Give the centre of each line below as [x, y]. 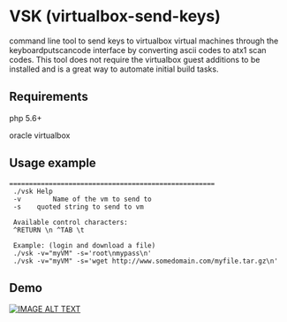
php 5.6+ [26, 118]
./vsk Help [33, 191]
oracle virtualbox [40, 135]
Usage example [53, 163]
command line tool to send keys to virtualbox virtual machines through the [144, 41]
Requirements [49, 97]
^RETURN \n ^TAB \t [49, 230]
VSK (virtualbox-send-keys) [115, 16]
